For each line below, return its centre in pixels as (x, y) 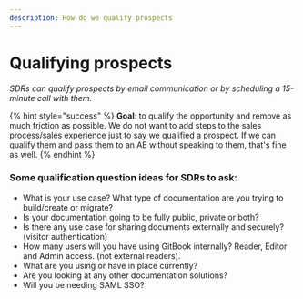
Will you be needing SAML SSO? (83, 284)
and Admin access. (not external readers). (101, 255)
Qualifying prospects (91, 62)
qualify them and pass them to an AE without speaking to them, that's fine (148, 144)
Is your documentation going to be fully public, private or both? (141, 217)
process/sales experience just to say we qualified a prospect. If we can (142, 135)
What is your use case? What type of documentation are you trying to (153, 198)
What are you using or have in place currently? (110, 265)
